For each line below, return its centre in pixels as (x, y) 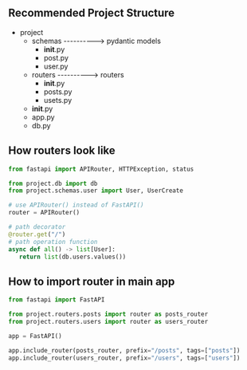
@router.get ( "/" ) (37, 234)
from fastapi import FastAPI (57, 300)
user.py (56, 66)
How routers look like (62, 151)
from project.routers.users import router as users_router (108, 321)
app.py (43, 117)
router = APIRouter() (44, 213)
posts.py (58, 92)
